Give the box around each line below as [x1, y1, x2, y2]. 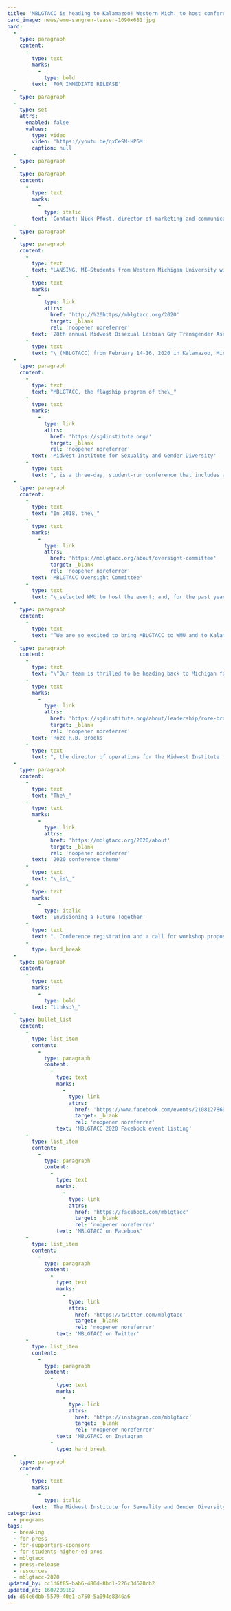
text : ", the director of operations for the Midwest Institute [32, 753, 220, 760]
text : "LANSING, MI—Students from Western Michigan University [32, 266, 217, 273]
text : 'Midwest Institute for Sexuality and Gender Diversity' [32, 452, 217, 459]
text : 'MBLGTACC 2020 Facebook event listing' [56, 1125, 192, 1133]
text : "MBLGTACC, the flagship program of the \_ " [32, 388, 177, 395]
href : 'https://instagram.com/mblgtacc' [74, 1414, 192, 1421]
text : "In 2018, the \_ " [32, 510, 100, 517]
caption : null [32, 145, 72, 152]
